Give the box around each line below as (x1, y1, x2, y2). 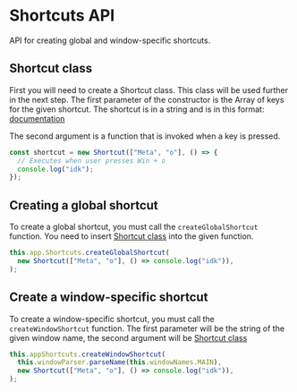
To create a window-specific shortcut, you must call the (9, 313, 215, 324)
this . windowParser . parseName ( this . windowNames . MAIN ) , (17, 358, 222, 367)
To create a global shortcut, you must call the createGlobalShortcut (9, 221, 259, 233)
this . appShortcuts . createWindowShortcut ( (9, 350, 166, 359)
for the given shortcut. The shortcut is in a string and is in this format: (9, 104, 265, 115)
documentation (9, 113, 65, 124)
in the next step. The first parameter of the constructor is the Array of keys (9, 94, 284, 105)
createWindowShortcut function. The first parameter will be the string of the (9, 323, 284, 334)
